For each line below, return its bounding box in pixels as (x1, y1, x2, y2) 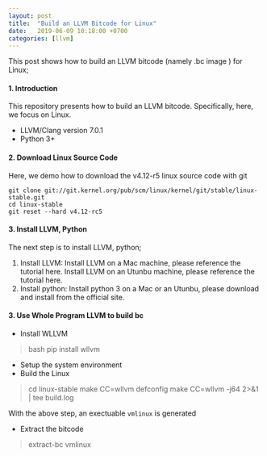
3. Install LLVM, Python (8, 224, 87, 234)
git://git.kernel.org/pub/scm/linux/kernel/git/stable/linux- (44, 186, 258, 195)
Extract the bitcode (19, 425, 84, 434)
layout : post (8, 11, 52, 20)
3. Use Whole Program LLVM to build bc (8, 311, 144, 320)
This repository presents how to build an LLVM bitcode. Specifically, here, (8, 102, 254, 111)
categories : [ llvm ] (8, 34, 74, 43)
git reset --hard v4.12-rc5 (8, 207, 103, 215)
